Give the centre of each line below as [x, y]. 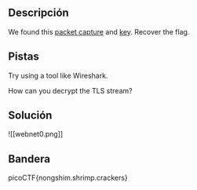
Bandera [29, 159]
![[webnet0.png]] [36, 134]
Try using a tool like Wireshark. [58, 75]
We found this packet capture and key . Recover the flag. [99, 31]
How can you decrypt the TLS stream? [70, 90]
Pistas [24, 57]
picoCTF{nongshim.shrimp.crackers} [68, 178]
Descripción [38, 13]
